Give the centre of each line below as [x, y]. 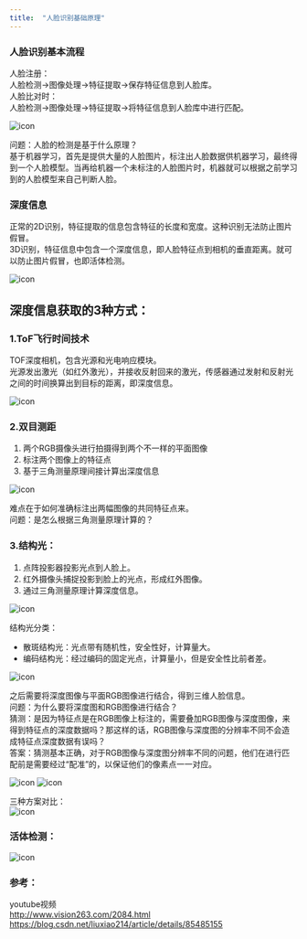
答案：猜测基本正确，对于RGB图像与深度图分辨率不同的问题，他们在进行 [146, 752]
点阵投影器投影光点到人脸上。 [79, 567]
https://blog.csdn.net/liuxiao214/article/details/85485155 [116, 924]
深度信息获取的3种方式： [79, 310]
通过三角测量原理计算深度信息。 [83, 590]
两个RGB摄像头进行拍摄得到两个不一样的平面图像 [115, 448]
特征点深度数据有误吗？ [61, 741]
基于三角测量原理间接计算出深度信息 [91, 471]
